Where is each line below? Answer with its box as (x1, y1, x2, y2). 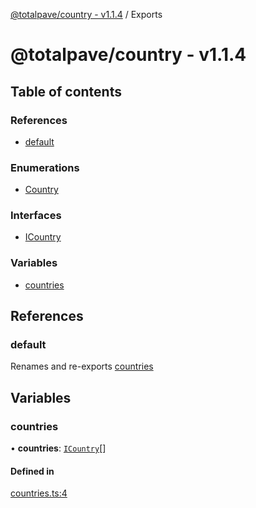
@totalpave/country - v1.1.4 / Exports (10, 9, 163, 20)
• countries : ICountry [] (10, 442, 107, 454)
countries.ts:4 (10, 487, 68, 499)
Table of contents (10, 83, 122, 100)
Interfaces (10, 209, 62, 223)
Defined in (10, 465, 55, 477)
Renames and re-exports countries (10, 360, 154, 373)
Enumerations (10, 160, 80, 174)
